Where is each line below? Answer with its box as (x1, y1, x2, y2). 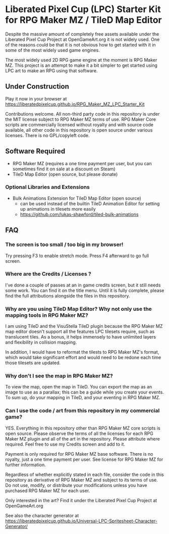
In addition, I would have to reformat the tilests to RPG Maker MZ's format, (5, 349, 159, 355)
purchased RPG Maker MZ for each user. (5, 488, 90, 494)
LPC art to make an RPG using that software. (5, 67, 98, 74)
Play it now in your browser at (5, 95, 67, 102)
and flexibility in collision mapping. (5, 339, 77, 346)
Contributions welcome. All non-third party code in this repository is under (5, 111, 160, 117)
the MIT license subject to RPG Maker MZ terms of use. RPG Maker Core (5, 116, 156, 122)
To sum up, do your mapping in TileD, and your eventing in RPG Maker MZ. (5, 395, 160, 401)
